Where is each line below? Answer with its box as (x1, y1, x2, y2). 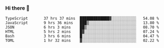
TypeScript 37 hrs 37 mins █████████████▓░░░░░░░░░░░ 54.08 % (5, 16, 159, 21)
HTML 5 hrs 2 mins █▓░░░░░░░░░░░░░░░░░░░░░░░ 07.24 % (5, 29, 159, 34)
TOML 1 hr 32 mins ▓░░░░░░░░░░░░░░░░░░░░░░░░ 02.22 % (5, 38, 159, 43)
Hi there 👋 (5, 5, 30, 12)
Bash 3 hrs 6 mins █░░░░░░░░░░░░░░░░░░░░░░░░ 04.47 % (5, 34, 159, 39)
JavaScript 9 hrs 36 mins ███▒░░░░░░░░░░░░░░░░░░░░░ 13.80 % (5, 20, 159, 26)
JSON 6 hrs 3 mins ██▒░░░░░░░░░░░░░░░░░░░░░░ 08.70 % (5, 25, 159, 30)
